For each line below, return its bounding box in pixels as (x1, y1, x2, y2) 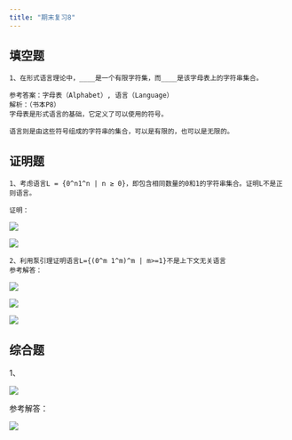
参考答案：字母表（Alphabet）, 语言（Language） (9, 91, 174, 100)
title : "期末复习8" (9, 12, 76, 22)
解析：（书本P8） (9, 100, 60, 109)
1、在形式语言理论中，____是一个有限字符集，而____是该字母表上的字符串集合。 (9, 74, 264, 83)
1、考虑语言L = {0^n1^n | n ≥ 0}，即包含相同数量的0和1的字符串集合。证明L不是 (9, 180, 277, 188)
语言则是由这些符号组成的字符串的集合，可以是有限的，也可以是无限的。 (9, 127, 234, 136)
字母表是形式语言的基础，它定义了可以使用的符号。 (9, 110, 169, 119)
